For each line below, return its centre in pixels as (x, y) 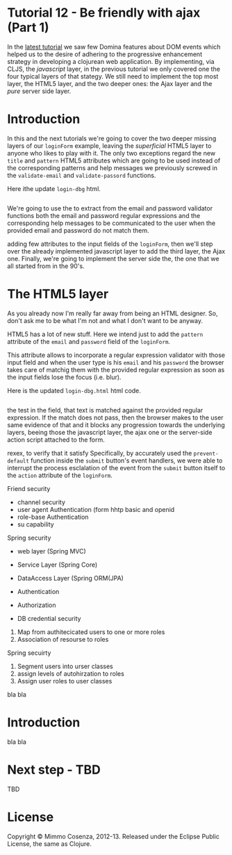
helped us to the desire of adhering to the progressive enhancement (105, 54)
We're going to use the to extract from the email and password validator (110, 208)
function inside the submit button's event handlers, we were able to (127, 460)
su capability (35, 524)
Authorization (37, 605)
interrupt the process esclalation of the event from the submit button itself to (116, 467)
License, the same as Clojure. (49, 844)
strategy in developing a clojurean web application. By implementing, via (111, 61)
